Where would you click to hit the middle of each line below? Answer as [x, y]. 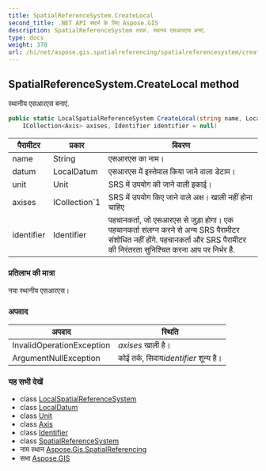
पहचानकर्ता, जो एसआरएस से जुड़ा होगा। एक [171, 220]
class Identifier [44, 433]
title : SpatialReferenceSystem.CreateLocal [81, 15]
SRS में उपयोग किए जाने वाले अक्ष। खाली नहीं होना [180, 197]
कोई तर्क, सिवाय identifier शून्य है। [170, 359]
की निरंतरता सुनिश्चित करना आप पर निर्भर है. [172, 249]
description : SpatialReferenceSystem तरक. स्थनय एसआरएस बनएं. [108, 30]
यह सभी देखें [26, 382]
